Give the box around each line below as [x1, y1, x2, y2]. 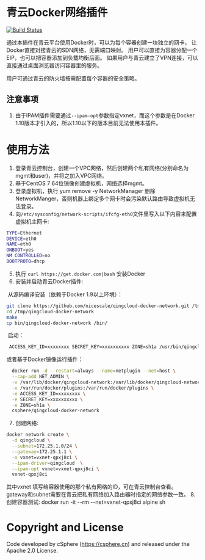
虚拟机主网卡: [15, 217, 49, 225]
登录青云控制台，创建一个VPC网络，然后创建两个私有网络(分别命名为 [15, 164, 189, 172]
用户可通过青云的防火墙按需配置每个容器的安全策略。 [6, 75, 140, 82]
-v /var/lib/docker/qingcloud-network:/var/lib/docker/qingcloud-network [12, 379, 203, 385]
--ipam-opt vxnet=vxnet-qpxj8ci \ [12, 465, 99, 472]
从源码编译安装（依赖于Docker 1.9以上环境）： [7, 291, 123, 298]
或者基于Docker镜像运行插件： [6, 355, 84, 363]
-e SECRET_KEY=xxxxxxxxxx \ [12, 396, 84, 402]
